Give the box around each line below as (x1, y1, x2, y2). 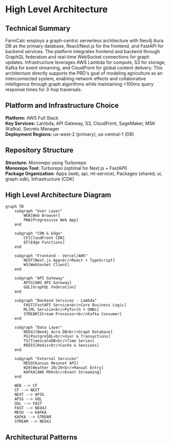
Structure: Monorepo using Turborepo (5, 160, 87, 166)
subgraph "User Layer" (14, 209, 63, 214)
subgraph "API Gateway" (14, 276, 65, 281)
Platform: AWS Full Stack (5, 115, 59, 121)
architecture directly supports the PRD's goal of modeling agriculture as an (5, 70, 163, 76)
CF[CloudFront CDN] (23, 235, 65, 241)
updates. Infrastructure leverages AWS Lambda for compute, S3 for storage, (5, 59, 166, 65)
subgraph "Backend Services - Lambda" (14, 298, 97, 303)
